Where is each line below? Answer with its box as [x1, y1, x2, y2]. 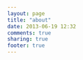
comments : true [7, 29, 52, 37]
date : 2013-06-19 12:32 [7, 23, 77, 30]
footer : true [7, 42, 45, 49]
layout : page [7, 10, 45, 17]
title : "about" [7, 17, 52, 23]
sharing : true [7, 36, 49, 43]
